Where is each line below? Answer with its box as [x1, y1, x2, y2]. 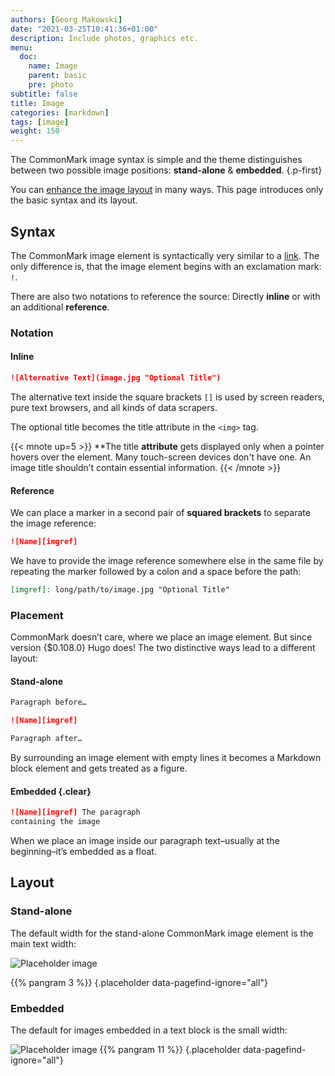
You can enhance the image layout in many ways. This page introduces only [10, 184, 324, 196]
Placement [10, 608, 64, 622]
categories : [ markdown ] [10, 107, 110, 118]
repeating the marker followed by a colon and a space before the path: [10, 566, 302, 578]
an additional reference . [10, 301, 110, 313]
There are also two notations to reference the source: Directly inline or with [10, 290, 321, 302]
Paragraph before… [10, 697, 87, 708]
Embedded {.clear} [10, 785, 92, 797]
